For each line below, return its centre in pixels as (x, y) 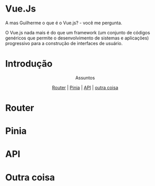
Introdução (29, 64)
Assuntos (85, 78)
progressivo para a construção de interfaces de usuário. (64, 43)
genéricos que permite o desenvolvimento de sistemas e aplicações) (77, 38)
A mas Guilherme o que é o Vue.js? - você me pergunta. (64, 23)
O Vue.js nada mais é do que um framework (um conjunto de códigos (78, 32)
